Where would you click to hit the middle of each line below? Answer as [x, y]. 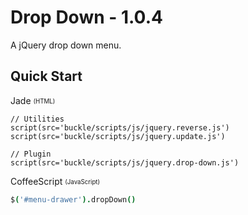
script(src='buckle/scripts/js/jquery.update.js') [118, 136]
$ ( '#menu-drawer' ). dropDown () [73, 199]
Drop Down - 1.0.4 [86, 17]
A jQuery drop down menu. [66, 45]
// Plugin [31, 154]
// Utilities [37, 119]
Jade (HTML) [33, 100]
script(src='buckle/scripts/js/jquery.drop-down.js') [125, 162]
